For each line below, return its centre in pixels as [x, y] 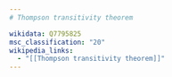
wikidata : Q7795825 [45, 34]
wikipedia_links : [41, 50]
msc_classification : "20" [57, 42]
